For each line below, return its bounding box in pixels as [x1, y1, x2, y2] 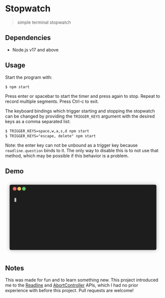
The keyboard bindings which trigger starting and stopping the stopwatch [5, 108, 155, 114]
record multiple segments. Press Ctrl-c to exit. [5, 98, 99, 104]
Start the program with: [5, 74, 53, 80]
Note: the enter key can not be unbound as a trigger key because [5, 142, 138, 148]
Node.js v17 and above [12, 46, 59, 52]
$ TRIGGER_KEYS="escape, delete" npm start [5, 133, 96, 138]
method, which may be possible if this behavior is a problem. [5, 153, 129, 159]
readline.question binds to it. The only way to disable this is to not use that [5, 147, 159, 153]
